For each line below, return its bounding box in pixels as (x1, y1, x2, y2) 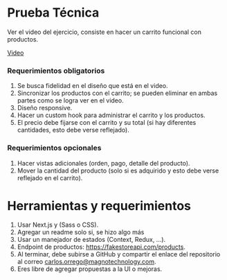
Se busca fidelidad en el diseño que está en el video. (17, 82, 168, 90)
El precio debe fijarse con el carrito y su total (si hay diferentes (17, 119, 197, 127)
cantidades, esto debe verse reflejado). (17, 126, 129, 134)
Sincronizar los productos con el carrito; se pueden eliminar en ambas (17, 89, 218, 98)
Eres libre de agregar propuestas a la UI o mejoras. (17, 265, 163, 273)
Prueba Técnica (7, 5, 100, 21)
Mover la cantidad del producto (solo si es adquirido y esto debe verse (17, 166, 219, 175)
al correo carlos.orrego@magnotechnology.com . (17, 258, 156, 266)
